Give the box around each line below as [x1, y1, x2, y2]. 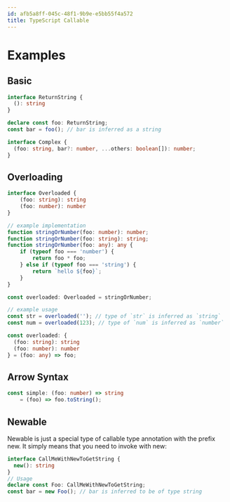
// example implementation [7, 222, 86, 229]
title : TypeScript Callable [7, 17, 90, 24]
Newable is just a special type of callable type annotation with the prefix [7, 434, 216, 443]
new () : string [13, 462, 55, 469]
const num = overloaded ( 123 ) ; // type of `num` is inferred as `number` [7, 319, 224, 327]
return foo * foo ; [32, 255, 86, 262]
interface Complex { [7, 139, 68, 146]
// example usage [7, 307, 58, 314]
